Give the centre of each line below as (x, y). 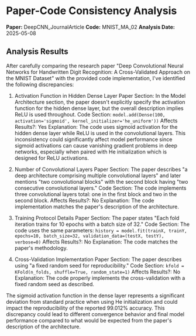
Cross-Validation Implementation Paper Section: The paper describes (98, 259)
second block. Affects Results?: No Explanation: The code (84, 200)
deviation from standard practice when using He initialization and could (92, 301)
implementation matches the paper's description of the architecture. (97, 207)
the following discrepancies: (40, 84)
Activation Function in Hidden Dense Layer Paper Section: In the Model (100, 95)
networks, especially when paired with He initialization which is (91, 152)
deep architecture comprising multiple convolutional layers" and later (98, 175)
